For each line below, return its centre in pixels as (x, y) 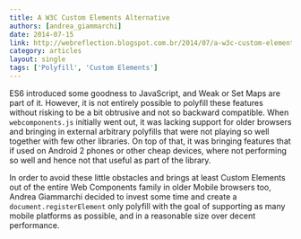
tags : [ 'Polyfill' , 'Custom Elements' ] (84, 68)
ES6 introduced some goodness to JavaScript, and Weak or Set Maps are (145, 93)
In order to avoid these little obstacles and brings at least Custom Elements (147, 177)
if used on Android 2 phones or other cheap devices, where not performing (148, 150)
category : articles (46, 51)
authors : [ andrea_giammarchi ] (66, 26)
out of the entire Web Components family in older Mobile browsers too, (140, 187)
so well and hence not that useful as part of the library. (110, 160)
